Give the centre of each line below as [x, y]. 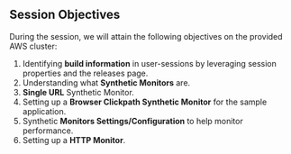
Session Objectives [65, 15]
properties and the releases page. [85, 73]
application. [44, 111]
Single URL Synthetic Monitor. [78, 92]
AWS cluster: [33, 46]
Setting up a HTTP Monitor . [74, 140]
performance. [48, 131]
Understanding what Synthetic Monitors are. [106, 82]
